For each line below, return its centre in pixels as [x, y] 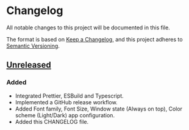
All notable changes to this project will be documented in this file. [88, 27]
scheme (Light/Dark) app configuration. [65, 115]
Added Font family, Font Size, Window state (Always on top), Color [99, 109]
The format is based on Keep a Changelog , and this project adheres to [94, 39]
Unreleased [29, 65]
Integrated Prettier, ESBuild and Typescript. [69, 96]
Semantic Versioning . [33, 46]
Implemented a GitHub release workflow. [66, 102]
